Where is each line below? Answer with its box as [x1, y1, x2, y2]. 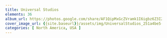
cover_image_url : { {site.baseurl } [5, 21, 77, 26]
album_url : [5, 16, 28, 21]
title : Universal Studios [5, 7, 59, 12]
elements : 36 [5, 12, 32, 17]
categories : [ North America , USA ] [5, 26, 81, 31]
